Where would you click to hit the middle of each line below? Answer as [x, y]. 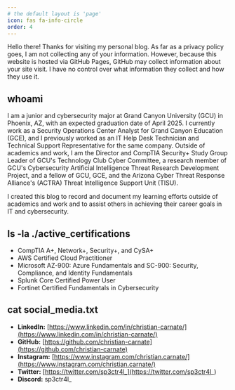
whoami [25, 99]
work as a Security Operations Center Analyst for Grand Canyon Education [115, 131]
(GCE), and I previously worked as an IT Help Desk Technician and [103, 138]
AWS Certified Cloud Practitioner [65, 258]
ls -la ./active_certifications [69, 234]
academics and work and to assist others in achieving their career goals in [115, 204]
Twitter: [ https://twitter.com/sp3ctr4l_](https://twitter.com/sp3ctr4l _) [117, 371]
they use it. [23, 77]
